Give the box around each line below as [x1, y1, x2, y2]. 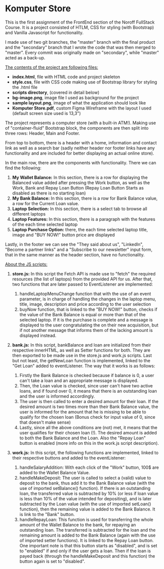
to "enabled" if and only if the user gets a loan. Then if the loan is [19, 548, 151, 554]
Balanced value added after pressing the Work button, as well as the [12, 180, 150, 186]
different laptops [12, 211, 46, 217]
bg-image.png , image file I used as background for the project [12, 94, 139, 101]
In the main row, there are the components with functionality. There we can [5, 160, 157, 165]
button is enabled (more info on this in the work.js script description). [19, 440, 159, 446]
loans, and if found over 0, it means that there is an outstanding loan [19, 388, 158, 394]
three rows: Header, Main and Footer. [5, 130, 80, 136]
